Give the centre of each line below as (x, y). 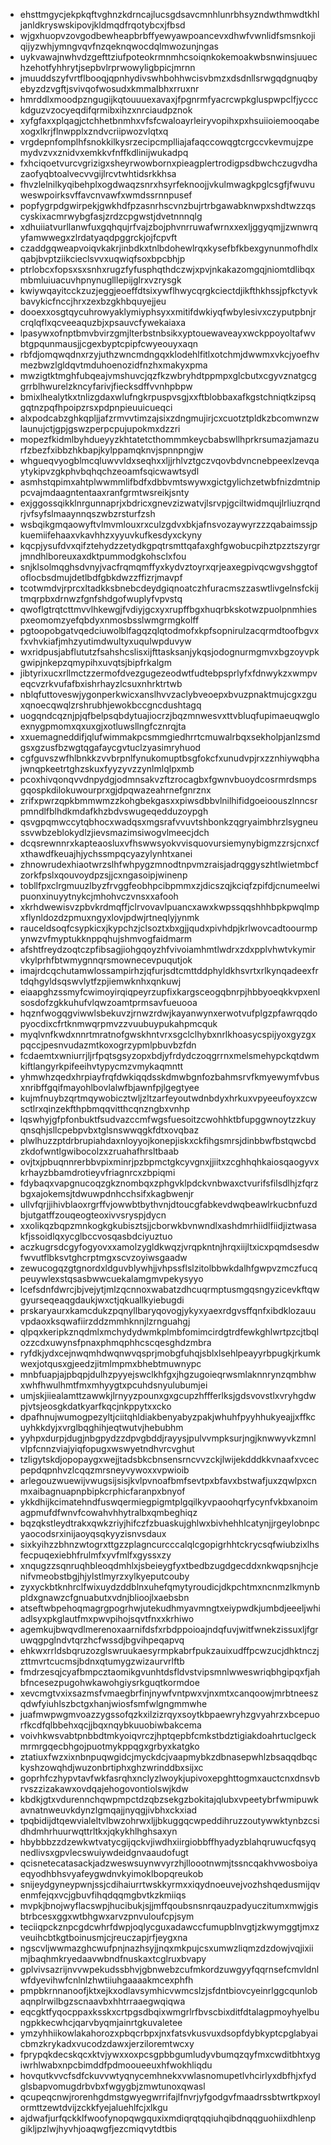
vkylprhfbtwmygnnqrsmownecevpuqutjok (106, 960)
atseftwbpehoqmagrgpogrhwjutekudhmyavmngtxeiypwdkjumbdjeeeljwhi (170, 1608)
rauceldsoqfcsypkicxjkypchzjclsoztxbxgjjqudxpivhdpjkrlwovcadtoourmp (168, 928)
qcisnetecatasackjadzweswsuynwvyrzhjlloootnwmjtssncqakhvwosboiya (168, 1863)
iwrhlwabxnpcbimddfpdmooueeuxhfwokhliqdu (116, 2065)
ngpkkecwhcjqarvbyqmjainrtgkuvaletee (101, 2022)
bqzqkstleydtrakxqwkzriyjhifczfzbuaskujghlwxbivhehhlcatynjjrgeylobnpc (169, 1523)
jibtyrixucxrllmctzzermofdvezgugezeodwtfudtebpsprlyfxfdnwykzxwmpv (168, 673)
